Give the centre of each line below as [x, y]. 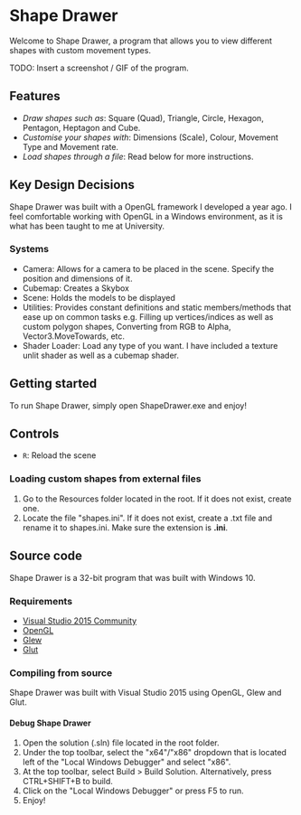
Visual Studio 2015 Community [80, 621]
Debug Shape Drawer [51, 723]
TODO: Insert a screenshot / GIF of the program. [99, 68]
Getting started [53, 384]
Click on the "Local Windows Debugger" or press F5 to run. [133, 791]
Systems [29, 249]
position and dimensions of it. [77, 278]
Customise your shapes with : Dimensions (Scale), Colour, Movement [150, 137]
